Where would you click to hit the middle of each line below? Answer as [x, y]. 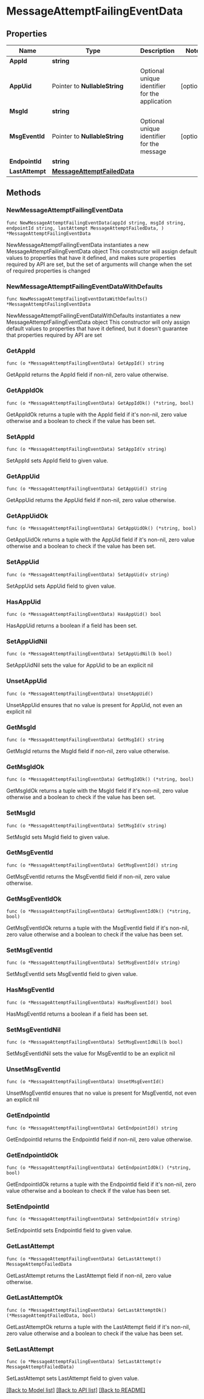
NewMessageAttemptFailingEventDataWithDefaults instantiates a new [93, 315]
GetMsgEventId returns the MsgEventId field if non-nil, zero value [88, 876]
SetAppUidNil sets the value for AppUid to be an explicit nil [80, 665]
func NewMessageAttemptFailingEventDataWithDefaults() [77, 299]
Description [157, 51]
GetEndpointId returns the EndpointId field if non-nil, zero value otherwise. [100, 1139]
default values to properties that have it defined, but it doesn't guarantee [97, 328]
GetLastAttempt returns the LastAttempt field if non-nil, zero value [89, 1275]
